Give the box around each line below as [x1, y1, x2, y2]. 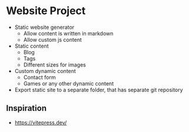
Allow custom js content [23, 36, 82, 43]
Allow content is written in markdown [23, 29, 114, 37]
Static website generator [14, 24, 75, 31]
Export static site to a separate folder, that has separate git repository [14, 86, 184, 93]
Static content [14, 42, 49, 49]
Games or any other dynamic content [23, 80, 114, 87]
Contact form [23, 74, 56, 81]
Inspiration [6, 103, 47, 113]
